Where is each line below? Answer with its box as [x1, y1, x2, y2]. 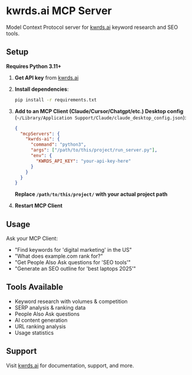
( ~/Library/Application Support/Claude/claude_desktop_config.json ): [14, 114, 187, 121]
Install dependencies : [14, 85, 69, 93]
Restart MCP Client [14, 202, 63, 209]
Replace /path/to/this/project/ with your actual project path [14, 190, 168, 198]
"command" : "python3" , [30, 142, 87, 148]
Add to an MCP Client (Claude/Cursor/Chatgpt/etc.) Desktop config [14, 107, 184, 114]
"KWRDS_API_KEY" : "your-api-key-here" [36, 158, 131, 164]
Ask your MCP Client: [6, 235, 58, 242]
